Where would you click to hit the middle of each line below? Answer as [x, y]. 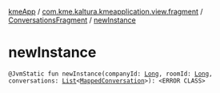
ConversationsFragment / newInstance [72, 20]
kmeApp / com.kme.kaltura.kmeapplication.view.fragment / [106, 12]
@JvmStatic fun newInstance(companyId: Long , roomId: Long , [111, 74]
